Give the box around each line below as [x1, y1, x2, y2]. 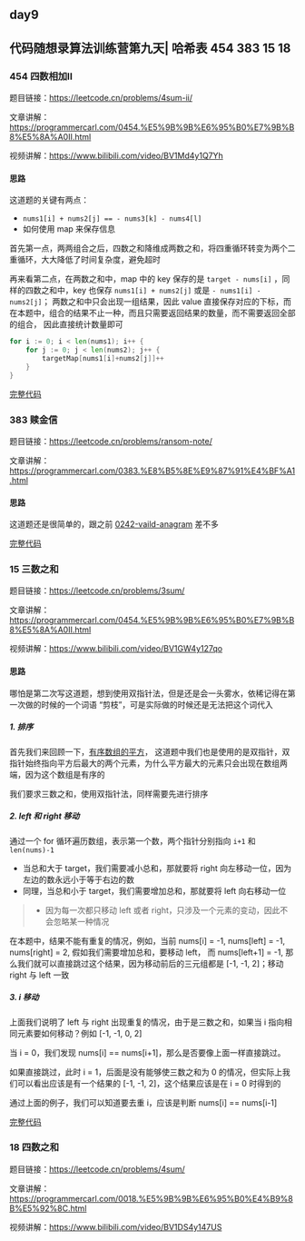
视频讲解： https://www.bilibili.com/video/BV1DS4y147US [9, 1221, 222, 1232]
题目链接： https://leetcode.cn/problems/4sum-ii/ [9, 93, 193, 104]
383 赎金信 [9, 413, 58, 426]
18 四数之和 [9, 1141, 60, 1154]
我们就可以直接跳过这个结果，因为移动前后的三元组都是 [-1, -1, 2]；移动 [16, 958, 284, 968]
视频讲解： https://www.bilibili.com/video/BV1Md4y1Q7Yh [9, 150, 224, 162]
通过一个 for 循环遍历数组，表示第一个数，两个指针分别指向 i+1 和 [9, 835, 256, 846]
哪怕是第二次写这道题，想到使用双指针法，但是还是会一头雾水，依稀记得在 [9, 688, 288, 699]
